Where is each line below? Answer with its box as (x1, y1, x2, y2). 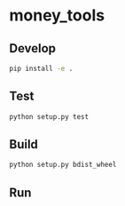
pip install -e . (9, 64, 74, 73)
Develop (9, 41, 56, 56)
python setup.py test (9, 112, 90, 121)
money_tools (9, 5, 105, 26)
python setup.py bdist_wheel (9, 161, 117, 170)
